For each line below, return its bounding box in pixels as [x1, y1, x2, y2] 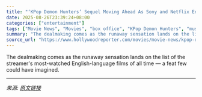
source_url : [6, 37, 36, 43]
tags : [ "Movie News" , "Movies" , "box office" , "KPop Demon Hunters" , [6, 25, 185, 32]
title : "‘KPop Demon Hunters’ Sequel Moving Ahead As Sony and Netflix [6, 8, 189, 15]
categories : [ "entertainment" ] [6, 20, 85, 26]
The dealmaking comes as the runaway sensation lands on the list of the [6, 54, 186, 60]
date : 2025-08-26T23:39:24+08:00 [6, 14, 90, 20]
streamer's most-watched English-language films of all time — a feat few [6, 60, 188, 67]
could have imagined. [6, 66, 60, 73]
